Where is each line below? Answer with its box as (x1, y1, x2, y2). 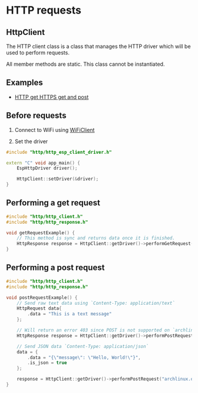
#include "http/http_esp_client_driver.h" (6, 149, 112, 155)
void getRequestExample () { (6, 230, 75, 236)
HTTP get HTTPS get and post (14, 93, 89, 101)
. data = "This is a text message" (27, 311, 112, 317)
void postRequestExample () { (6, 294, 78, 301)
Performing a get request (6, 198, 100, 208)
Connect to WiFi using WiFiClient (14, 126, 95, 133)
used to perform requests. (6, 49, 70, 56)
